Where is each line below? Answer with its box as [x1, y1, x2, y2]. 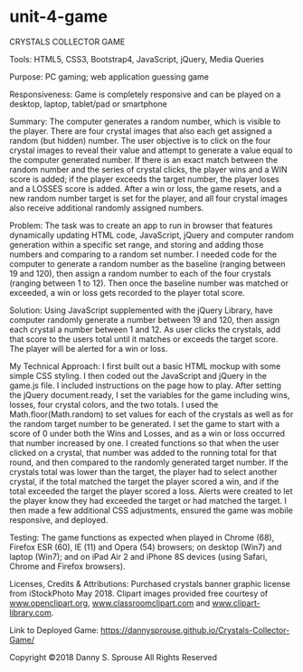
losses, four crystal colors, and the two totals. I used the [9, 399, 219, 410]
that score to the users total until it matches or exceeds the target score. [9, 333, 279, 345]
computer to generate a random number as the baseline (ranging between [9, 258, 287, 269]
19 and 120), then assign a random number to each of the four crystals [9, 268, 271, 279]
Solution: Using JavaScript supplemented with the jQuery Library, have [9, 305, 273, 316]
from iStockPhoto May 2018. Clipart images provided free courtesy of [9, 588, 269, 599]
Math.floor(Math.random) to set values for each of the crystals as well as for [9, 409, 294, 420]
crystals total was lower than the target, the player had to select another [9, 466, 278, 477]
